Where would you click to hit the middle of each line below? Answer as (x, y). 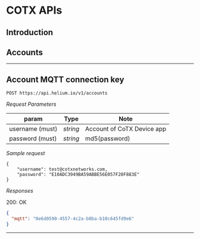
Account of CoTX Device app (126, 129)
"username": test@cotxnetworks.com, (62, 169)
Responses (20, 191)
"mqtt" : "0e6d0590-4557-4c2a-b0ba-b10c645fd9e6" (73, 219)
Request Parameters (31, 104)
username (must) (33, 129)
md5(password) (108, 139)
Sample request (26, 153)
